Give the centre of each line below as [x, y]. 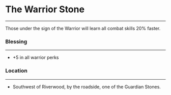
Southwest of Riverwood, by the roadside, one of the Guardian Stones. [87, 87]
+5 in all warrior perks [36, 58]
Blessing [16, 41]
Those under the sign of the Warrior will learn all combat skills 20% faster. [83, 28]
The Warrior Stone [45, 9]
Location [17, 71]
